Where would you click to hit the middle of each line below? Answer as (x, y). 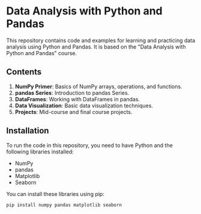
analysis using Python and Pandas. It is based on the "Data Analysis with (96, 47)
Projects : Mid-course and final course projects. (74, 111)
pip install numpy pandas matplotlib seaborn (64, 205)
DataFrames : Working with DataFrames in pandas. (77, 99)
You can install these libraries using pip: (55, 194)
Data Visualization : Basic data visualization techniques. (84, 106)
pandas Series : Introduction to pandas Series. (72, 93)
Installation (28, 131)
